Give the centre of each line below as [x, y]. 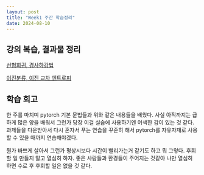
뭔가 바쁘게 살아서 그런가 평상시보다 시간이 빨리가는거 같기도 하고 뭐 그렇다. [96, 150]
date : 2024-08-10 [28, 23]
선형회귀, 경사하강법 [30, 65]
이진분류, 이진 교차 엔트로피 [39, 78]
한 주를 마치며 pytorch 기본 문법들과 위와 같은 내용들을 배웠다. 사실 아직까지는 [99, 115]
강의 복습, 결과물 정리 [44, 49]
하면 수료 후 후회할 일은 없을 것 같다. [49, 166]
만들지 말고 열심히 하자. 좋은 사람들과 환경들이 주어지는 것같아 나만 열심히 [106, 158]
